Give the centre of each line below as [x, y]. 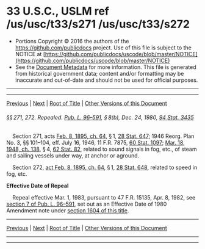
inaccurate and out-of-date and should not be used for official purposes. [106, 80]
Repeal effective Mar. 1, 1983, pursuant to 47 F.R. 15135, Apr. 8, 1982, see [104, 198]
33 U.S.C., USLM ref [58, 11]
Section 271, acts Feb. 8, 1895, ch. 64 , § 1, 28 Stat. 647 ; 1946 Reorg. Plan [103, 136]
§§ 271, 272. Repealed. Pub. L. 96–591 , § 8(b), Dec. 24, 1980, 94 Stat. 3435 [100, 117]
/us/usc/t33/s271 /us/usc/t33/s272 [98, 24]
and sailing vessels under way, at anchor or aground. [73, 156]
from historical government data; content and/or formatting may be [99, 73]
